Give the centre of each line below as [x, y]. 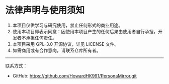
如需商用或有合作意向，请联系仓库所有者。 [57, 50]
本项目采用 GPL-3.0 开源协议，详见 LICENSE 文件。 [66, 44]
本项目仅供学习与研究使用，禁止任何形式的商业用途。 [68, 25]
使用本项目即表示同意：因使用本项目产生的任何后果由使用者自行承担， [85, 31]
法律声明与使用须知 [45, 10]
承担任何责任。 [41, 38]
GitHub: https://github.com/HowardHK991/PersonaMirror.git [74, 75]
